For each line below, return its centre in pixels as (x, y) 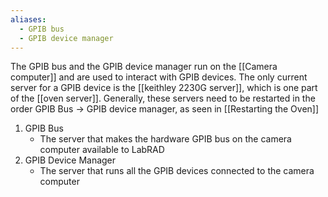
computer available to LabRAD (102, 150)
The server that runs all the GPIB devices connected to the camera (177, 171)
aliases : (28, 19)
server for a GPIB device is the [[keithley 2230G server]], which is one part (164, 88)
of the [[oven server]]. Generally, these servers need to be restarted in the (163, 98)
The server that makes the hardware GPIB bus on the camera (165, 139)
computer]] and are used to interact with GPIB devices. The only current (159, 77)
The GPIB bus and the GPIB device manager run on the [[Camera (144, 67)
